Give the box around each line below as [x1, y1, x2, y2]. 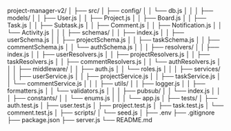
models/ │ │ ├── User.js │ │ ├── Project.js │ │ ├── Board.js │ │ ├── [7, 14, 207, 22]
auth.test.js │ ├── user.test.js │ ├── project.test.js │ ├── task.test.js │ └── [7, 102, 224, 109]
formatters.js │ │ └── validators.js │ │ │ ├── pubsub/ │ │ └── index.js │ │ [7, 86, 221, 95]
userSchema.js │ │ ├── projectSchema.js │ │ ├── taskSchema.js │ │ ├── [7, 36, 220, 44]
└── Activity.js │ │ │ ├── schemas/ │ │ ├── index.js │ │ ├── [7, 28, 185, 36]
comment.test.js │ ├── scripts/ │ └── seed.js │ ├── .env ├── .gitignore [7, 108, 215, 117]
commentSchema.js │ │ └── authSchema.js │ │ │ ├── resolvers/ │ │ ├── [7, 43, 219, 51]
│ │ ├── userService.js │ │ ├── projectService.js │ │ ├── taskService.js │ [7, 72, 221, 80]
